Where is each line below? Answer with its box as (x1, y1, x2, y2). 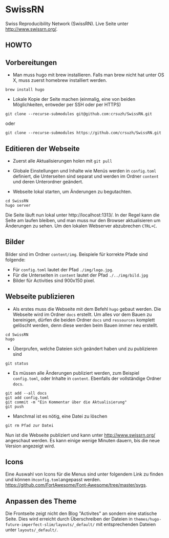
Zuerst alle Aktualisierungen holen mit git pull (12, 158, 113, 164)
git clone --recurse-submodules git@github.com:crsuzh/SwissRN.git (5, 112, 153, 117)
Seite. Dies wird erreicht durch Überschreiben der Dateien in (5, 516, 133, 522)
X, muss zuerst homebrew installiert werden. (12, 77, 108, 83)
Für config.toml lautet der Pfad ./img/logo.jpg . (12, 266, 114, 272)
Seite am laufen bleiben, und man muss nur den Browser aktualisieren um (5, 217, 161, 223)
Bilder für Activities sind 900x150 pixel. (12, 277, 95, 284)
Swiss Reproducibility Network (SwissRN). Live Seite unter (5, 20, 129, 27)
